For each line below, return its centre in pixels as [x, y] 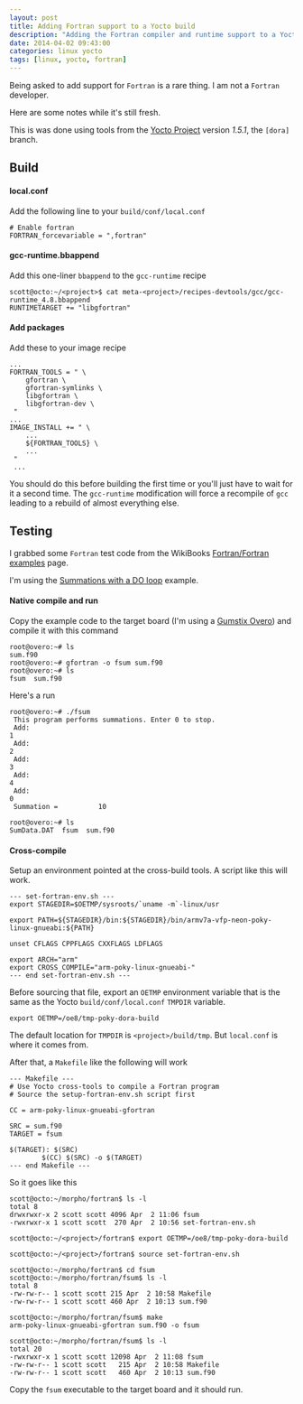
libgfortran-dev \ [60, 404]
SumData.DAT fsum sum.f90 [62, 831]
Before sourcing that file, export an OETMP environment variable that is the [145, 992]
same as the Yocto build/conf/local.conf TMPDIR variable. [118, 1002]
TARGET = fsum [36, 1134]
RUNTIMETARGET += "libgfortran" [70, 308]
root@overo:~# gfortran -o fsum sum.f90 [87, 663]
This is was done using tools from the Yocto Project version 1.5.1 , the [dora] [150, 130]
